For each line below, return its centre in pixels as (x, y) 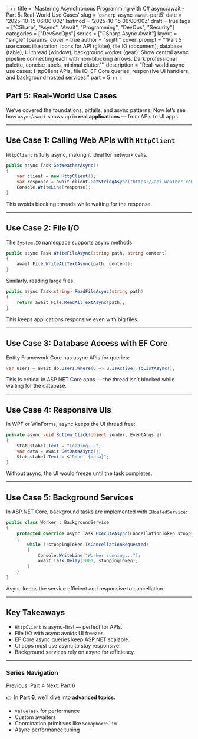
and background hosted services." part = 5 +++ (64, 77)
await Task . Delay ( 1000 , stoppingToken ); (88, 561)
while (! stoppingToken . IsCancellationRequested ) (88, 545)
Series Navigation (32, 672)
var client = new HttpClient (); (56, 176)
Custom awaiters (35, 717)
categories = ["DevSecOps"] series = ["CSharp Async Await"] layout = (92, 34)
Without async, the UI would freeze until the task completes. (79, 473)
